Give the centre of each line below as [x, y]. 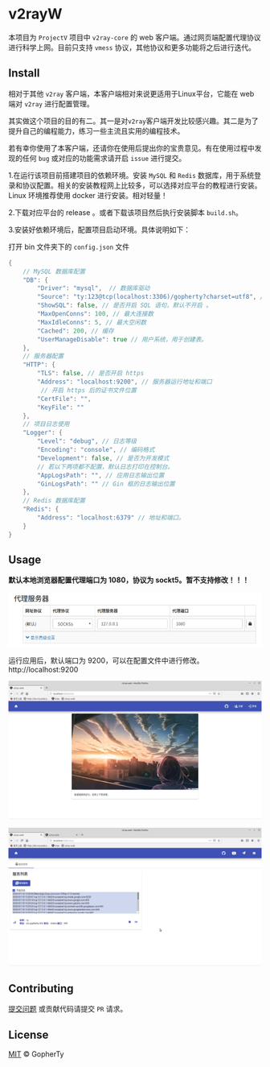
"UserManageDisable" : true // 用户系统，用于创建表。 [122, 339]
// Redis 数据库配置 [54, 501]
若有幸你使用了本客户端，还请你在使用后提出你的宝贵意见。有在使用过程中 [131, 148]
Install [24, 73]
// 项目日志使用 [46, 424]
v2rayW [35, 14]
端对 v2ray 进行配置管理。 [51, 103]
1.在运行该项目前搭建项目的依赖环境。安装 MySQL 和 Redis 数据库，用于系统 [131, 175]
